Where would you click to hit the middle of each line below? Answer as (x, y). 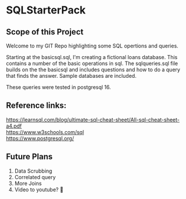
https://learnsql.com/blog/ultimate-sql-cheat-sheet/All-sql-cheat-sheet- (93, 119)
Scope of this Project (45, 32)
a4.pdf (14, 126)
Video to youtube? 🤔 (39, 189)
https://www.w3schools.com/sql (45, 132)
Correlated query (35, 177)
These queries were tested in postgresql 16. (59, 87)
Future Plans (29, 157)
